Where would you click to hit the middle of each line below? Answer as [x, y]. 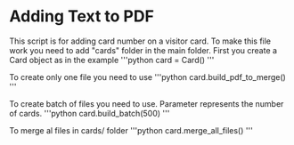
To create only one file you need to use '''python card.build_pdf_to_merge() [148, 77]
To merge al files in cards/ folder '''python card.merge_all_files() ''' [131, 130]
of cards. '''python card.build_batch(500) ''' [90, 113]
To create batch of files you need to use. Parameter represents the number [147, 103]
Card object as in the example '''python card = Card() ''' [112, 60]
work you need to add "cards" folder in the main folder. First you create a [143, 50]
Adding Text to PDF [82, 16]
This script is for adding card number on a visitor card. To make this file [140, 41]
